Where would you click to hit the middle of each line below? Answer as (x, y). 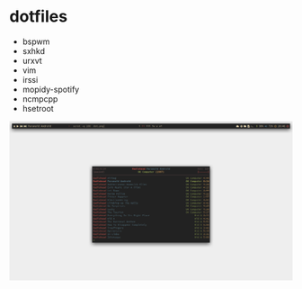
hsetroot (38, 108)
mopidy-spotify (51, 89)
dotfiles (39, 17)
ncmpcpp (40, 99)
